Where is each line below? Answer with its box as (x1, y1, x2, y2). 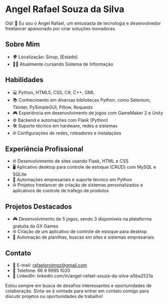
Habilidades (5, 75, 44, 84)
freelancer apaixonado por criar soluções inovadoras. (5, 25, 117, 31)
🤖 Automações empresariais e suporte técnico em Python (12, 177, 132, 183)
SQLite (12, 171, 27, 177)
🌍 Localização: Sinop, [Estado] (12, 54, 78, 60)
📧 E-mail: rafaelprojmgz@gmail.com (12, 262, 87, 268)
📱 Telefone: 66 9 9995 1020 (12, 268, 70, 273)
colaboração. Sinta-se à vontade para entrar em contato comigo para (5, 288, 149, 294)
